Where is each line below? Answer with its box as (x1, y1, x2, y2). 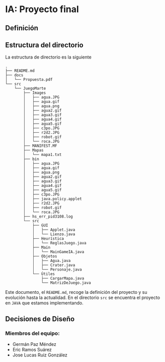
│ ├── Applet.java (32, 227, 75, 233)
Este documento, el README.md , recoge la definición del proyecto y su (5, 289, 147, 295)
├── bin (23, 157, 39, 162)
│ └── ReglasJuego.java (32, 241, 87, 246)
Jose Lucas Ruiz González (12, 352, 68, 358)
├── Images (23, 90, 46, 95)
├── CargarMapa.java (41, 276, 85, 281)
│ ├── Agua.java (32, 258, 71, 264)
